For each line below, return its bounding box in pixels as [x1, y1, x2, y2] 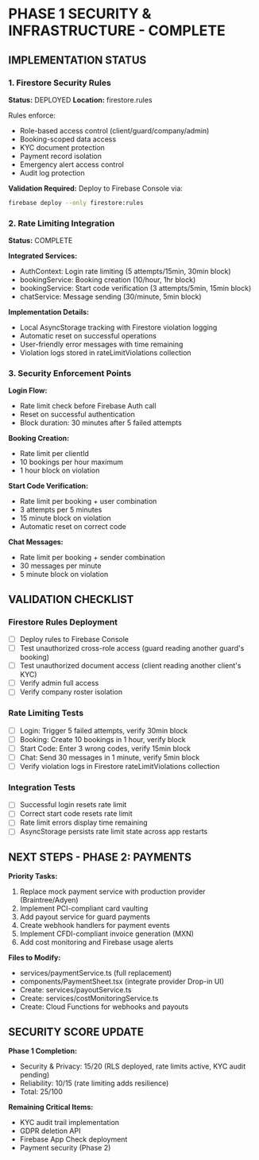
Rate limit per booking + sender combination [19, 553, 165, 563]
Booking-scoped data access [19, 134, 117, 144]
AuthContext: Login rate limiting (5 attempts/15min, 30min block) [19, 267, 232, 276]
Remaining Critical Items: [8, 1102, 94, 1112]
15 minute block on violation [19, 513, 111, 523]
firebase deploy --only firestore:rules [8, 199, 145, 207]
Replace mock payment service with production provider [19, 887, 206, 896]
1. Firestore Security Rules [8, 77, 111, 88]
